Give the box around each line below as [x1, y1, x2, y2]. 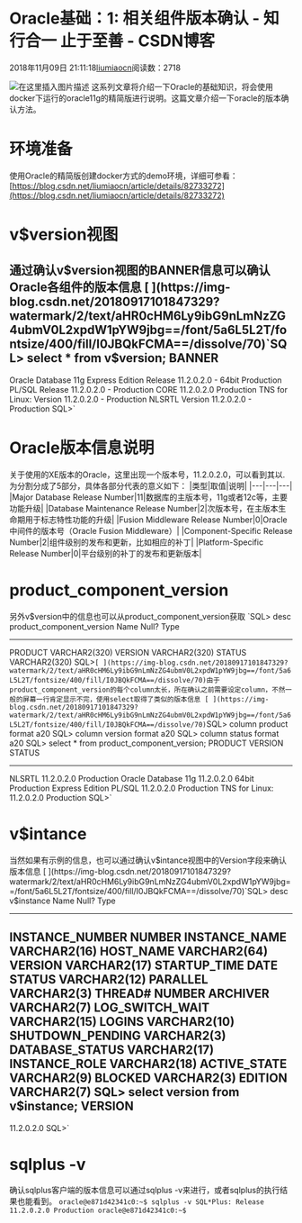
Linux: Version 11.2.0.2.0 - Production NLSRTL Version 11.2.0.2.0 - [9, 394, 253, 404]
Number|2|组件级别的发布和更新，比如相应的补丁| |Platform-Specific [9, 537, 263, 548]
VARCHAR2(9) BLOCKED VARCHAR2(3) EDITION [9, 1071, 288, 1086]
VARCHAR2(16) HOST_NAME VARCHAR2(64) [9, 944, 268, 959]
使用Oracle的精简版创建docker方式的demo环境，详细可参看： [9, 170, 238, 181]
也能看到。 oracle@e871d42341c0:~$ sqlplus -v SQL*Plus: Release [16, 1196, 265, 1207]
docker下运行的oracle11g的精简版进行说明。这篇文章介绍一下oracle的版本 [9, 92, 281, 104]
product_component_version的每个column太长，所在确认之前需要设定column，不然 [9, 685, 286, 694]
